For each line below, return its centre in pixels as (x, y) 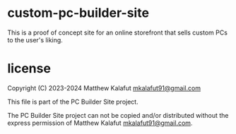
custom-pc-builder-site (78, 13)
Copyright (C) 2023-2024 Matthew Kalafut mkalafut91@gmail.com (104, 88)
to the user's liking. (35, 39)
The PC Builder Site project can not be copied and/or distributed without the (118, 115)
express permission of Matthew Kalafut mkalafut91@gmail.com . (100, 123)
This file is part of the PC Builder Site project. (73, 102)
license (29, 69)
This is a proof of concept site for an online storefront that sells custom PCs (118, 32)
